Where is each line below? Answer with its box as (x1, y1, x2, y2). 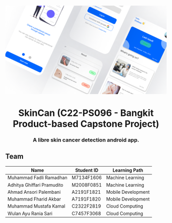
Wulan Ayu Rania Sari (7, 210, 53, 216)
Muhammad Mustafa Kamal (7, 203, 66, 209)
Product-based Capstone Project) (12, 118, 160, 130)
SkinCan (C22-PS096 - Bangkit (18, 107, 154, 118)
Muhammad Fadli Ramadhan (7, 175, 68, 181)
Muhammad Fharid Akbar (7, 196, 61, 202)
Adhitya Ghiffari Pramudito (7, 181, 63, 188)
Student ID (75, 167, 99, 173)
